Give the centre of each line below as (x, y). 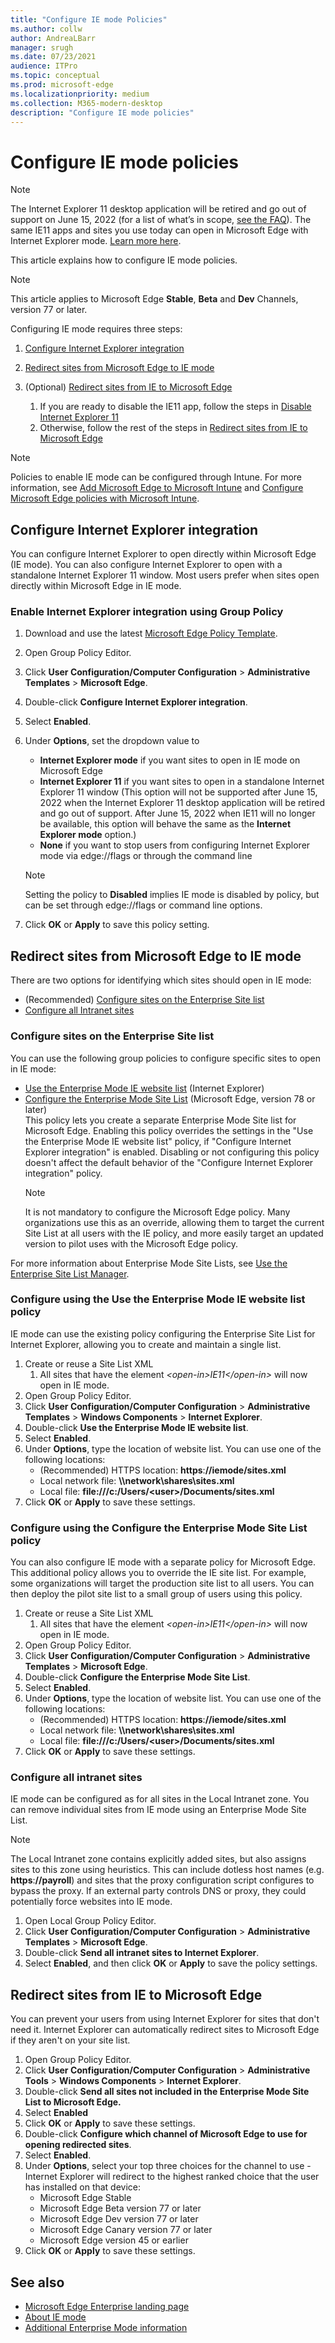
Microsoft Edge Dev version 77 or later (119, 2219)
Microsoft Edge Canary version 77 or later (126, 2230)
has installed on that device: (83, 2187)
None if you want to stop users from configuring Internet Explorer (175, 845)
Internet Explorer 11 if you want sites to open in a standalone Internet (182, 782)
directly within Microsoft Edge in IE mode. (96, 586)
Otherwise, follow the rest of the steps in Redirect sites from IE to (173, 428)
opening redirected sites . (78, 2145)
